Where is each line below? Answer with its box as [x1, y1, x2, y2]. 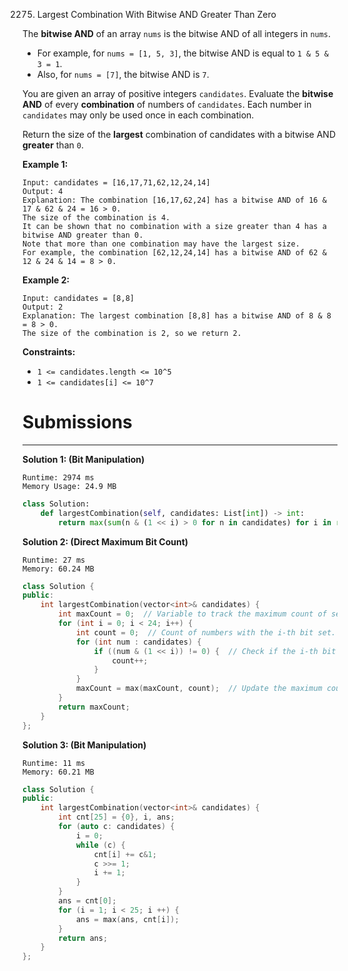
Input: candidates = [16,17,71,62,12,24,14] [22, 178, 211, 188]
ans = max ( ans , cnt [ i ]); [75, 914, 180, 924]
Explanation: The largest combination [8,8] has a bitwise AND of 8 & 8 [22, 311, 332, 321]
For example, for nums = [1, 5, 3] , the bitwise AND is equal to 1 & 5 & [36, 47, 329, 59]
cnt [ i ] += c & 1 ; [93, 849, 157, 859]
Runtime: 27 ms [22, 555, 86, 565]
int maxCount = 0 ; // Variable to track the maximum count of [58, 609, 327, 619]
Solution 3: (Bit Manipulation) [22, 739, 147, 751]
